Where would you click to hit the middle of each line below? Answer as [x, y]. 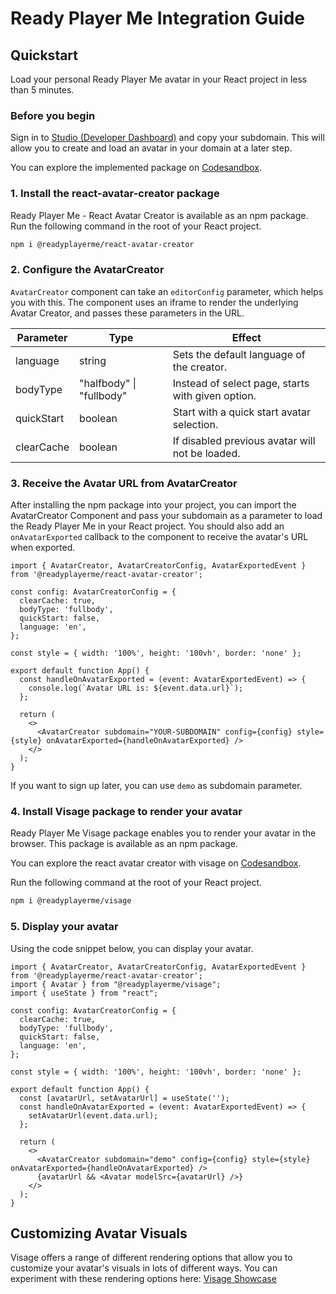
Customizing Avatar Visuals [99, 1233]
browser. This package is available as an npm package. [124, 844]
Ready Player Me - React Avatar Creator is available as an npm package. [159, 215]
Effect [246, 337]
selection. [195, 424]
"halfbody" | [108, 383]
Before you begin [53, 115]
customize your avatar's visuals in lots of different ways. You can [144, 1268]
